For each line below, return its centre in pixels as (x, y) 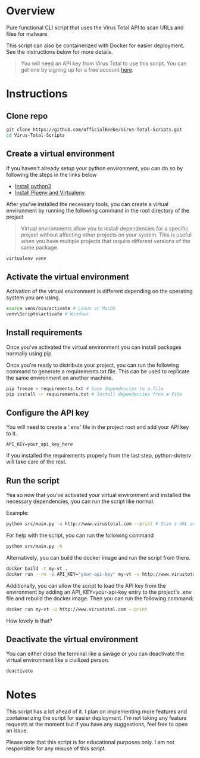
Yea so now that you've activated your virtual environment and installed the (99, 495)
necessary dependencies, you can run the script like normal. (80, 501)
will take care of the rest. (37, 462)
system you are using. (33, 297)
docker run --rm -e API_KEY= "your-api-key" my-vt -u (73, 574)
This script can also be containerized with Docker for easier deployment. (95, 45)
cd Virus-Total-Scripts (36, 135)
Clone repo (27, 116)
